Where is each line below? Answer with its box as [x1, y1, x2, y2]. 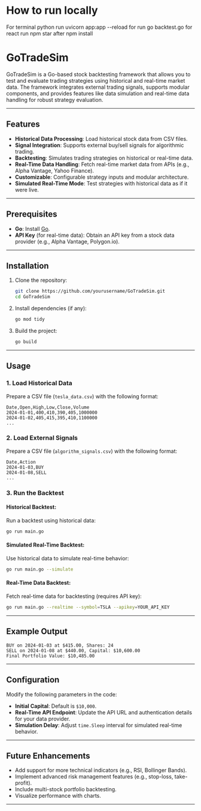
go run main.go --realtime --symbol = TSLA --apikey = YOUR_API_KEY [6, 604, 170, 611]
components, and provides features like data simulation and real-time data [6, 89, 190, 97]
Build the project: [14, 327, 57, 334]
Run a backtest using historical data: [6, 516, 96, 524]
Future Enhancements [6, 750, 91, 761]
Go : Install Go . [14, 225, 50, 232]
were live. [14, 186, 39, 193]
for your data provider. [14, 715, 71, 722]
